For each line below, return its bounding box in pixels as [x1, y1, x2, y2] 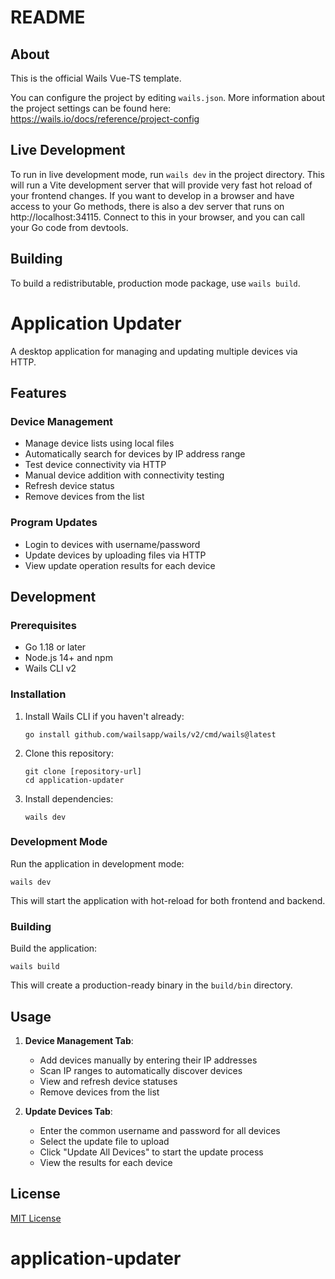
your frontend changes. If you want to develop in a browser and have [10, 189, 295, 201]
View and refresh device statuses [39, 1075, 178, 1087]
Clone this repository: [24, 747, 114, 759]
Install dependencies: [24, 792, 114, 805]
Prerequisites [10, 618, 77, 632]
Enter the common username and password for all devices [39, 1124, 281, 1136]
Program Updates [10, 516, 98, 530]
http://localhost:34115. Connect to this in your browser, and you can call [10, 211, 305, 223]
